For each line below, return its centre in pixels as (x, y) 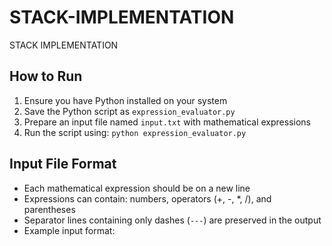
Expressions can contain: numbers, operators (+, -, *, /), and (147, 198)
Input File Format (63, 164)
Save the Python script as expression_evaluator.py (129, 111)
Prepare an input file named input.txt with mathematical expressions (167, 122)
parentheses (49, 209)
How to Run (46, 76)
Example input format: (69, 230)
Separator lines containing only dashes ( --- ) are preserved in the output (172, 220)
